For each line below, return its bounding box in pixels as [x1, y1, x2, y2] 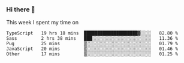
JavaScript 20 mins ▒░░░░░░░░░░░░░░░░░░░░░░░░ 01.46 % [6, 46, 179, 52]
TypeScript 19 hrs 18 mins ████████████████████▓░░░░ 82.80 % [6, 30, 179, 36]
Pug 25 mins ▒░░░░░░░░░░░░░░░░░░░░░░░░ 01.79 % [6, 41, 179, 47]
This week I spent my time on [6, 19, 79, 26]
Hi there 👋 [6, 5, 36, 14]
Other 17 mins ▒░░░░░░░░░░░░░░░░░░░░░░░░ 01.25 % [6, 51, 179, 57]
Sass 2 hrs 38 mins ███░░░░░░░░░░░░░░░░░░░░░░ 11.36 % [6, 36, 179, 42]
